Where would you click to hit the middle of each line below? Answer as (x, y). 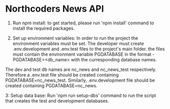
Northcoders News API (55, 9)
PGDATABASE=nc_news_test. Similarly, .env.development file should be (80, 80)
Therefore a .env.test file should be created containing (62, 75)
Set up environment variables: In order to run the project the (75, 38)
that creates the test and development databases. (57, 101)
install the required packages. (44, 28)
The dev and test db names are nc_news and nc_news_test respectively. (81, 69)
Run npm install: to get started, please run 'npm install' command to (83, 23)
